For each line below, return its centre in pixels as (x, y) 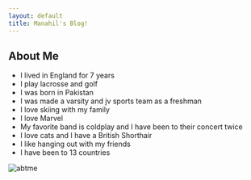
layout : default (36, 16)
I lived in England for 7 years (67, 75)
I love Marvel (41, 119)
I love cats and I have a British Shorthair (86, 136)
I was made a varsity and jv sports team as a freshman (111, 101)
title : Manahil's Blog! (48, 23)
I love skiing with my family (65, 110)
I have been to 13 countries (65, 153)
